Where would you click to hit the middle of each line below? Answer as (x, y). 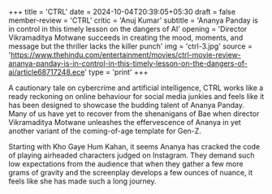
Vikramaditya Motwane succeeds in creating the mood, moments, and (126, 37)
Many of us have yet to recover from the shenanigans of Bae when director (134, 114)
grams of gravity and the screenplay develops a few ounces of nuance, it (131, 172)
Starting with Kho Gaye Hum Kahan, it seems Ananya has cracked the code (134, 147)
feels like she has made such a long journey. (82, 181)
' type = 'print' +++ (116, 72)
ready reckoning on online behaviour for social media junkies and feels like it (136, 96)
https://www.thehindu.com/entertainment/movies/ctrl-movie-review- (126, 55)
